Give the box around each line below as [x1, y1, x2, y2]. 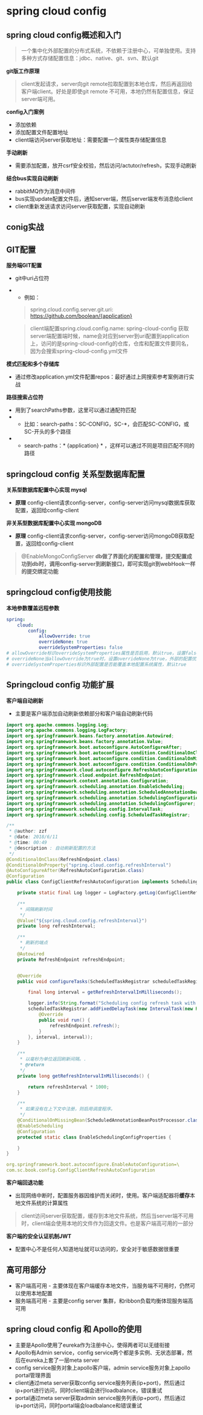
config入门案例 [6, 108, 44, 115]
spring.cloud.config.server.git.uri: [30, 306, 114, 313]
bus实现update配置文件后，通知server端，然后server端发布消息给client [14, 195, 193, 202]
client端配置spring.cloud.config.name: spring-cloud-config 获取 [30, 325, 189, 332]
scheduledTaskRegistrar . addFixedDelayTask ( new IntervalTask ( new [28, 1006, 193, 1012]
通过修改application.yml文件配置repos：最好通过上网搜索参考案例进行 [14, 373, 189, 380]
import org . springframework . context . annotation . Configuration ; [6, 778, 169, 784]
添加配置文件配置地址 [14, 129, 68, 135]
